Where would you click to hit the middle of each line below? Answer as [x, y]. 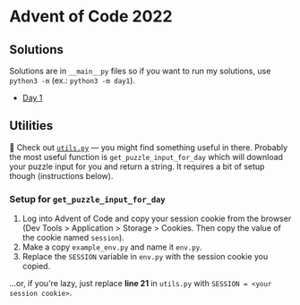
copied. [36, 267]
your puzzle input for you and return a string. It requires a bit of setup [137, 166]
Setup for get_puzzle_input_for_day [87, 199]
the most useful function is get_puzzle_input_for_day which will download [146, 157]
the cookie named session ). [73, 238]
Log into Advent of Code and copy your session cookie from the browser [157, 219]
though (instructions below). [61, 175]
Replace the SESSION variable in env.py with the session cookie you [145, 257]
